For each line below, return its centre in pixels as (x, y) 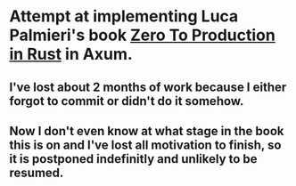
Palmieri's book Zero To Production (143, 35)
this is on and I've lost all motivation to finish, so (145, 145)
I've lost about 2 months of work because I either (148, 87)
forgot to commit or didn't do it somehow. (127, 101)
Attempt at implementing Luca (124, 16)
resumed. (37, 172)
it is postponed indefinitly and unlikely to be (133, 159)
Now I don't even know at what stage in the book (147, 131)
